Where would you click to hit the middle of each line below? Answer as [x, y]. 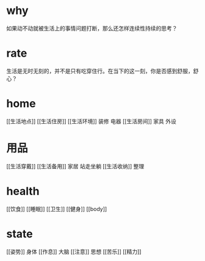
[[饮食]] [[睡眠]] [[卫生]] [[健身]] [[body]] [57, 209]
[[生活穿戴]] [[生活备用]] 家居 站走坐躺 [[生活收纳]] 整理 [75, 166]
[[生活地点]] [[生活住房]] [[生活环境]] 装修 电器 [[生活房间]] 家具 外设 [92, 121]
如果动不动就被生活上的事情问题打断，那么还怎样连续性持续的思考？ [92, 28]
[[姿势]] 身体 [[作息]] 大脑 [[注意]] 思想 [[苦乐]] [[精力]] [74, 251]
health [23, 191]
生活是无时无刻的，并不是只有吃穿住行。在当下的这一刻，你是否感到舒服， [100, 71]
